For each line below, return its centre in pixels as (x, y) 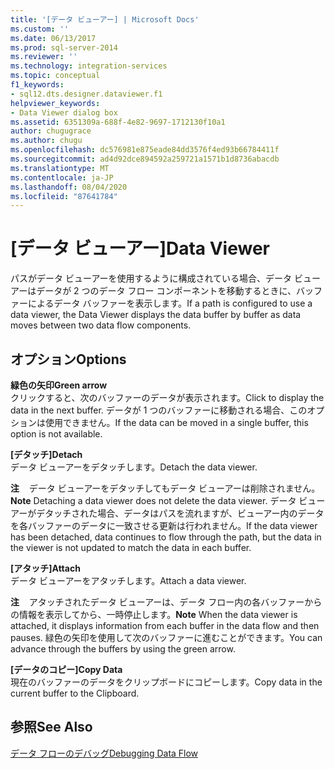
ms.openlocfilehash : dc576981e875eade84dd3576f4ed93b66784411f (145, 150)
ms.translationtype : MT (60, 168)
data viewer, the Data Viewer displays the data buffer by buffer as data (156, 315)
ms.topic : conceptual (55, 76)
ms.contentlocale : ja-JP (62, 177)
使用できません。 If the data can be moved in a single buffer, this (176, 422)
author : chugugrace (51, 131)
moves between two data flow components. (101, 325)
